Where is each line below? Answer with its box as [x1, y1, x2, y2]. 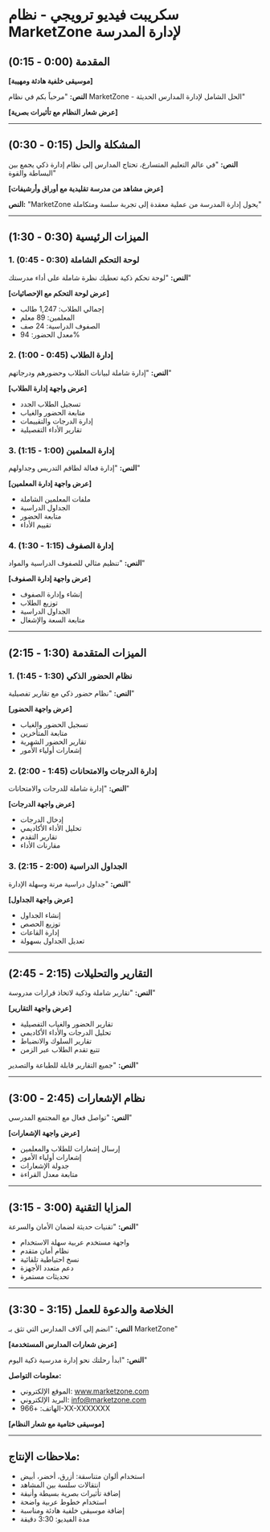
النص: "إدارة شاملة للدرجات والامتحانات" [8, 783, 130, 794]
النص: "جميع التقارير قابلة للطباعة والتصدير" [8, 1060, 139, 1070]
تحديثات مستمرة [19, 1272, 70, 1282]
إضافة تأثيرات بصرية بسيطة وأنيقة [19, 1488, 121, 1498]
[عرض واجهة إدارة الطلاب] [8, 383, 88, 393]
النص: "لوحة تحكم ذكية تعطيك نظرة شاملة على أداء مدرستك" [8, 272, 191, 283]
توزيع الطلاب [19, 598, 59, 608]
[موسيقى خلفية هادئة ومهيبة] [8, 76, 94, 85]
